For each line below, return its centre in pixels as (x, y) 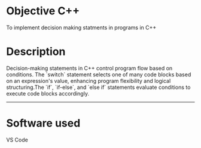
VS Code (17, 140)
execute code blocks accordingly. (48, 93)
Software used (43, 123)
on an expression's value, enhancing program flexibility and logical (89, 81)
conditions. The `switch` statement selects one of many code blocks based (99, 74)
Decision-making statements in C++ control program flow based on (89, 68)
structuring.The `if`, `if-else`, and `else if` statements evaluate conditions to (98, 87)
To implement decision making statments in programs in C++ (81, 27)
